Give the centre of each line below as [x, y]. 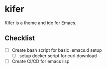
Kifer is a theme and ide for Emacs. [41, 23]
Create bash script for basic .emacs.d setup [57, 50]
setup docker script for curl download [58, 56]
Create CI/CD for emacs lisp [41, 61]
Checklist [20, 38]
